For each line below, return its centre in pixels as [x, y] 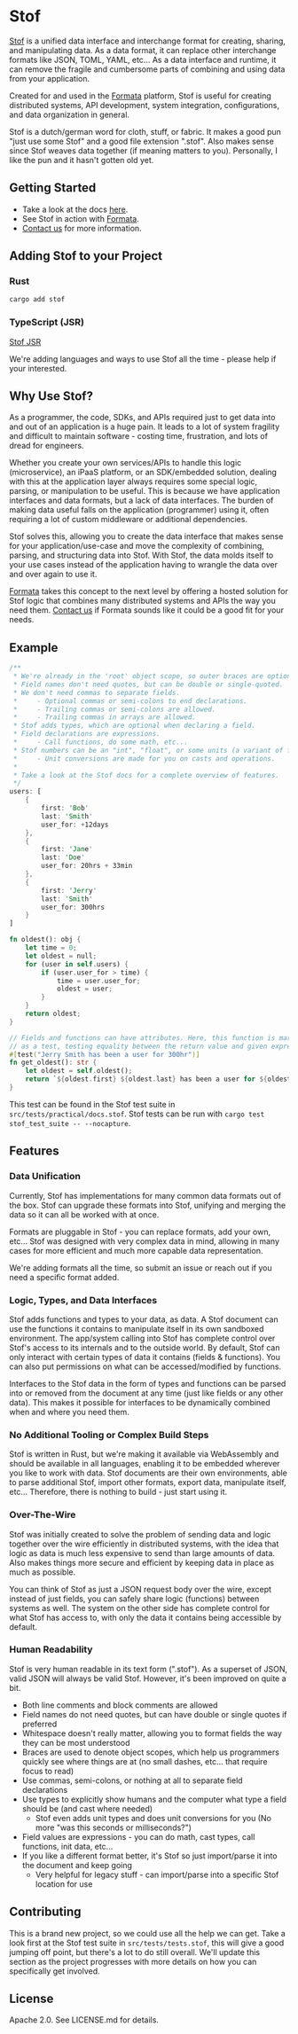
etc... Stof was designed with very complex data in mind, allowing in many [145, 1241]
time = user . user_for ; [98, 981]
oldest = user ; [85, 989]
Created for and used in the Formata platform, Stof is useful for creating [141, 96]
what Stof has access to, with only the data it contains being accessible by [145, 1617]
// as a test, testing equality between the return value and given [138, 1046]
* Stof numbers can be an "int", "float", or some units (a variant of [148, 750]
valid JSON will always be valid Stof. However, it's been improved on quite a [148, 1678]
